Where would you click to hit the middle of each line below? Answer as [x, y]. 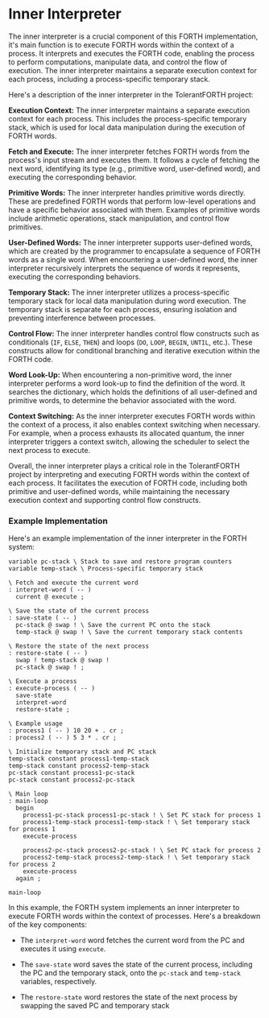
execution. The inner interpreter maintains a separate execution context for [133, 70]
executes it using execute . [63, 949]
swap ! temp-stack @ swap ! [63, 661]
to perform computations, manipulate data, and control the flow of [118, 62]
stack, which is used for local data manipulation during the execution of [127, 127]
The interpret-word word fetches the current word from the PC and [132, 940]
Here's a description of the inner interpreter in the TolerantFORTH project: [131, 94]
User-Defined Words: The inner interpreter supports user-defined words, [130, 242]
